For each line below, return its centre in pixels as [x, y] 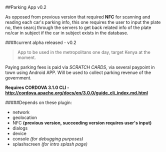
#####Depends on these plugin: [39, 102]
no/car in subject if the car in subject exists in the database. [67, 33]
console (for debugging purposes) [48, 139]
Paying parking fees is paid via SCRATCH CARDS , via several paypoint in [80, 67]
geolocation [25, 117]
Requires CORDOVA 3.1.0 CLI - [37, 87]
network [21, 112]
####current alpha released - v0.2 [41, 42]
